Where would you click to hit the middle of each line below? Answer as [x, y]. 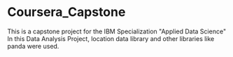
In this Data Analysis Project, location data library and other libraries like [111, 38]
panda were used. [33, 46]
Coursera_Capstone [66, 12]
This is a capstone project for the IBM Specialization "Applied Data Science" [116, 31]
